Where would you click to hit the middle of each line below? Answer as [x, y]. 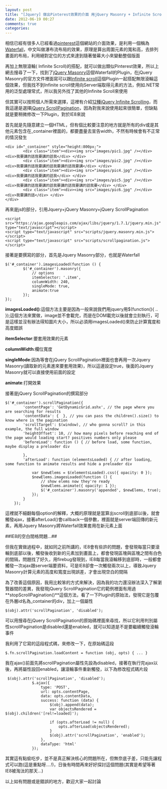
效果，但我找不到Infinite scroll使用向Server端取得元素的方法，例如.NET [82, 85]
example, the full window [32, 429]
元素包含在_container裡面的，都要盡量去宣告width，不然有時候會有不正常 [84, 131]
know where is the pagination [37, 420]
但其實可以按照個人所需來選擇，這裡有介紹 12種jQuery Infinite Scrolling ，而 [82, 102]
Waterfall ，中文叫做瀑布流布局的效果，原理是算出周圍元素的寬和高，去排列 [82, 49]
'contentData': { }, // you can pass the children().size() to [91, 416]
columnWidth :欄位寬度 [29, 349]
